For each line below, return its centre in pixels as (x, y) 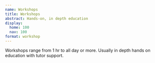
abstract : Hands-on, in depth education (47, 18)
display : (14, 23)
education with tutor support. (34, 55)
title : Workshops (23, 14)
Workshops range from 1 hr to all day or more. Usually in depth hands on (78, 50)
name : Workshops (21, 9)
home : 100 (19, 28)
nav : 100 (18, 32)
